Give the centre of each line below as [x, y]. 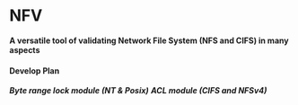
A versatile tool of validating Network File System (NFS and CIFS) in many [149, 40]
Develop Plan [35, 70]
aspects [25, 49]
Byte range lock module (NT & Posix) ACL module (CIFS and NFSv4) [138, 91]
